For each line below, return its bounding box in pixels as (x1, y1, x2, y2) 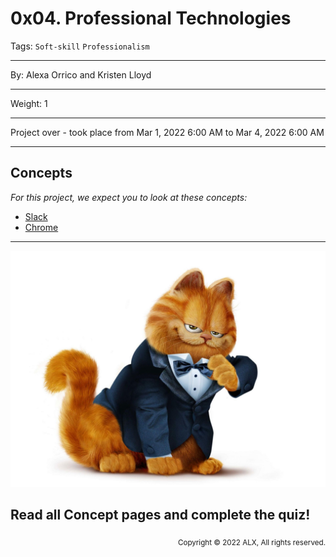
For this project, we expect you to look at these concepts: (10, 191, 248, 203)
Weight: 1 (10, 97, 48, 109)
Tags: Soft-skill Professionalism (10, 40, 150, 52)
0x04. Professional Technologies (10, 7, 292, 30)
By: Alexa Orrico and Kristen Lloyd (10, 68, 152, 81)
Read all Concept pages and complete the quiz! (10, 507, 311, 524)
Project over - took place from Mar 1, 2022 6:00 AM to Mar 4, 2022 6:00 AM (10, 126, 325, 138)
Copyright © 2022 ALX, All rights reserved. (177, 537, 326, 547)
